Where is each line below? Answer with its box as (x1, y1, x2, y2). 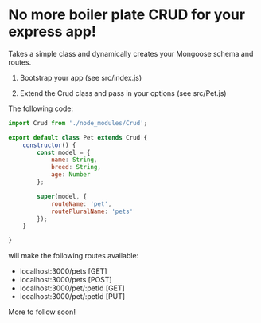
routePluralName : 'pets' (50, 207, 134, 215)
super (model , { (37, 192, 88, 200)
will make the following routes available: (8, 251, 139, 261)
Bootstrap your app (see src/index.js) (19, 73, 142, 82)
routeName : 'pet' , (50, 199, 112, 208)
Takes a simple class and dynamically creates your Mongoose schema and (8, 49, 254, 58)
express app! (8, 22, 97, 41)
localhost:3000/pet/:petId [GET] (19, 283, 125, 293)
